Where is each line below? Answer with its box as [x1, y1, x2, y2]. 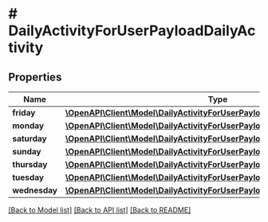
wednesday [12, 185, 58, 196]
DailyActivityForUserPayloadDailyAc [8, 21, 256, 40]
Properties [8, 70, 62, 84]
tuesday [12, 172, 45, 183]
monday [12, 120, 45, 131]
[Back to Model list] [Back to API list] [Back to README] [8, 205, 191, 215]
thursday [12, 159, 48, 169]
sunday [12, 146, 41, 157]
